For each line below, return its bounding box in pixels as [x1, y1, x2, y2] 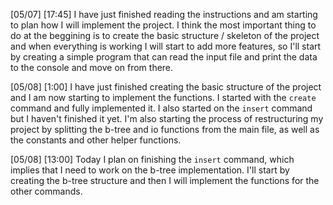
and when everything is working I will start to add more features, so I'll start [10, 40, 322, 52]
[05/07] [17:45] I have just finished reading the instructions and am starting [10, 9, 318, 20]
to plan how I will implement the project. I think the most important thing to [10, 19, 317, 31]
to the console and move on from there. [10, 62, 174, 73]
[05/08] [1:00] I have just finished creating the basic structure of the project [10, 81, 322, 93]
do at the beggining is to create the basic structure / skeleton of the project [10, 30, 320, 41]
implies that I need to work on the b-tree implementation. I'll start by [10, 164, 290, 176]
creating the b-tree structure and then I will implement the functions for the [10, 175, 320, 186]
